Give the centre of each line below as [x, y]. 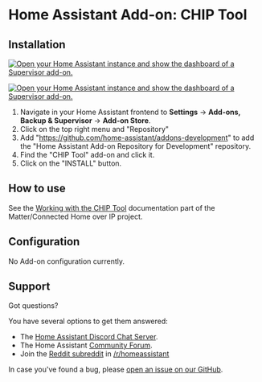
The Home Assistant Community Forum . [86, 345]
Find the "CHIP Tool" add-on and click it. [87, 155]
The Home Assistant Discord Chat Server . [89, 337]
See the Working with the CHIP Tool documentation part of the [112, 207]
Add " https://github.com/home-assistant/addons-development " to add [137, 138]
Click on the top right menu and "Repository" [94, 129]
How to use [37, 189]
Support [29, 287]
